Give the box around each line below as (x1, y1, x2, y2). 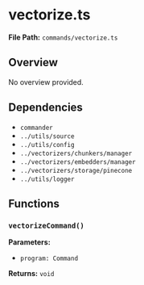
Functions (8, 196, 60, 211)
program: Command (19, 254, 79, 263)
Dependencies (8, 101, 83, 115)
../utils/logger (19, 175, 75, 183)
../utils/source (19, 132, 75, 140)
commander (19, 124, 54, 132)
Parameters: (8, 237, 51, 247)
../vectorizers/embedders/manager (19, 157, 136, 166)
